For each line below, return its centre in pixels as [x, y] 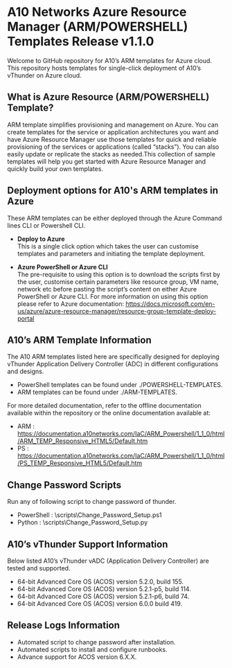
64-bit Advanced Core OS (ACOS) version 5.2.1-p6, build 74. [103, 596]
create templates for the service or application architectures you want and [113, 132]
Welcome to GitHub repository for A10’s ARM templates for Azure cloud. [110, 60]
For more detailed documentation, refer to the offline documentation [105, 406]
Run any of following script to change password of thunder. [92, 502]
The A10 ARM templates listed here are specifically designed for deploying [113, 356]
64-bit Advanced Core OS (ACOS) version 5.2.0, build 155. [100, 581]
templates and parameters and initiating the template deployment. [111, 253]
